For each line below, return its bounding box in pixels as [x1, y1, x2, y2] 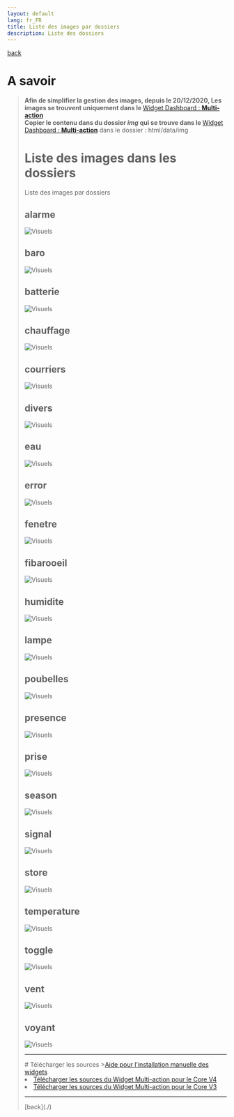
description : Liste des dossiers [7, 29, 104, 37]
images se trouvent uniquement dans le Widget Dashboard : [24, 104, 201, 112]
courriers [24, 363, 66, 375]
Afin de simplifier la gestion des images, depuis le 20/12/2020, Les [24, 96, 222, 105]
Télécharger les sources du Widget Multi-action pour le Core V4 [33, 1075, 217, 1084]
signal [24, 828, 52, 840]
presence [24, 712, 67, 724]
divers [24, 402, 53, 414]
